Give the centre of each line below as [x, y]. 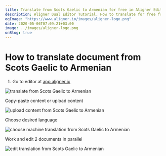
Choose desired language [31, 120]
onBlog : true [19, 33]
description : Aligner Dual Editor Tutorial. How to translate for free [80, 14]
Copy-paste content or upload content [44, 101]
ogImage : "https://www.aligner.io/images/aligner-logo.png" [68, 19]
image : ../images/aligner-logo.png [42, 28]
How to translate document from [73, 57]
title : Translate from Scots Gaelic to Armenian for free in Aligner [78, 10]
